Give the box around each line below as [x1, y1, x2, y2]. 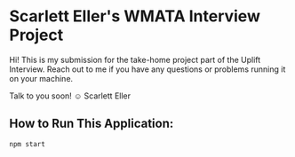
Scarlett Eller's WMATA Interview [9, 6, 260, 27]
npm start [9, 139, 46, 148]
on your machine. [9, 73, 74, 83]
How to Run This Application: [9, 116, 174, 131]
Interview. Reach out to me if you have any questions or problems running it [9, 64, 286, 75]
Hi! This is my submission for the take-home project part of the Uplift [9, 54, 261, 65]
